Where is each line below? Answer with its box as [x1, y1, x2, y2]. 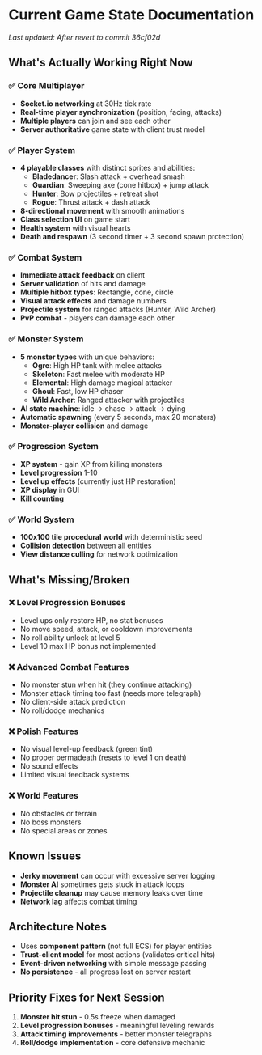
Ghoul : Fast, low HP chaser [32, 386, 124, 396]
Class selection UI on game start [19, 214, 131, 224]
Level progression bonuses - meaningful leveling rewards [19, 1021, 215, 1031]
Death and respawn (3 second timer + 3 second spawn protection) [19, 231, 245, 241]
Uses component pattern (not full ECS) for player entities [19, 941, 213, 951]
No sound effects [19, 761, 78, 771]
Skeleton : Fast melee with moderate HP [32, 369, 166, 379]
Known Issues [8, 850, 82, 863]
